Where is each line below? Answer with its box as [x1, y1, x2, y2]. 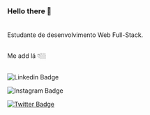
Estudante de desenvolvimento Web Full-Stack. [7, 31, 144, 39]
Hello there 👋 [7, 6, 52, 16]
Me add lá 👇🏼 [7, 52, 47, 60]
